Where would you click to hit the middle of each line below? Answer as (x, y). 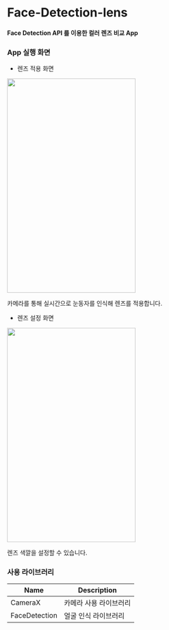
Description (97, 590)
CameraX (26, 603)
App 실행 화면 (29, 52)
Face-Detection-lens (67, 13)
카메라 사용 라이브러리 (97, 603)
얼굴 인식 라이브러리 (94, 616)
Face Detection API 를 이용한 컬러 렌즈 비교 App (73, 33)
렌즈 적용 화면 (35, 69)
